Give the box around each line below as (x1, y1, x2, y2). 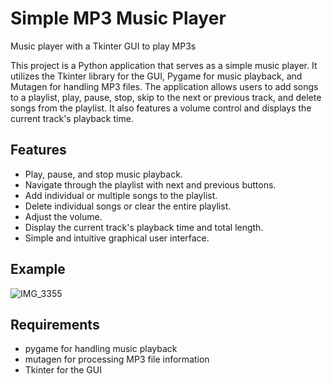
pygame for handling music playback (24, 343, 178, 355)
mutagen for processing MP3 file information (24, 353, 210, 366)
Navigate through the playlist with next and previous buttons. (24, 178, 277, 191)
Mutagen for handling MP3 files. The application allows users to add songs (10, 80, 319, 92)
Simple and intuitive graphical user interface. (24, 232, 210, 244)
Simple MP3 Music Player (10, 7, 227, 30)
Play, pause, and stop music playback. (24, 168, 183, 180)
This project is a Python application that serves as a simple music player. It (10, 59, 318, 71)
